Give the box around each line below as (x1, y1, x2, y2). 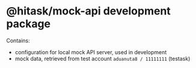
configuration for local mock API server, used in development (14, 48, 167, 55)
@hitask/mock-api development (6, 4, 171, 18)
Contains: (6, 37, 30, 44)
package (6, 17, 51, 31)
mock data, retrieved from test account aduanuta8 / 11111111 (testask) (14, 55, 191, 62)
